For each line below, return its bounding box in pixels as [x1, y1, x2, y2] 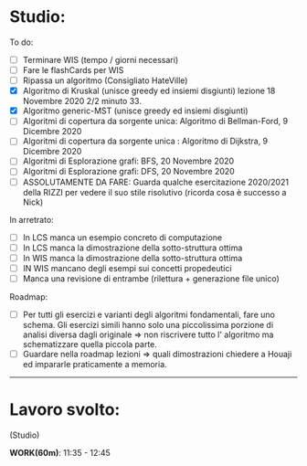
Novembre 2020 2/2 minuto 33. [22, 96, 142, 107]
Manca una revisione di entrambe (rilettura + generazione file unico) [22, 272, 281, 284]
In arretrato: [9, 214, 55, 225]
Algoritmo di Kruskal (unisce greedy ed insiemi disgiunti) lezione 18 [22, 85, 276, 97]
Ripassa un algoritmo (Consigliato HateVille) [22, 75, 188, 86]
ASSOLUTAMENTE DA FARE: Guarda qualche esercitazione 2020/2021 [22, 176, 290, 187]
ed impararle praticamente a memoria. [22, 359, 167, 369]
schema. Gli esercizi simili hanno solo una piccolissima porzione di [22, 319, 274, 330]
